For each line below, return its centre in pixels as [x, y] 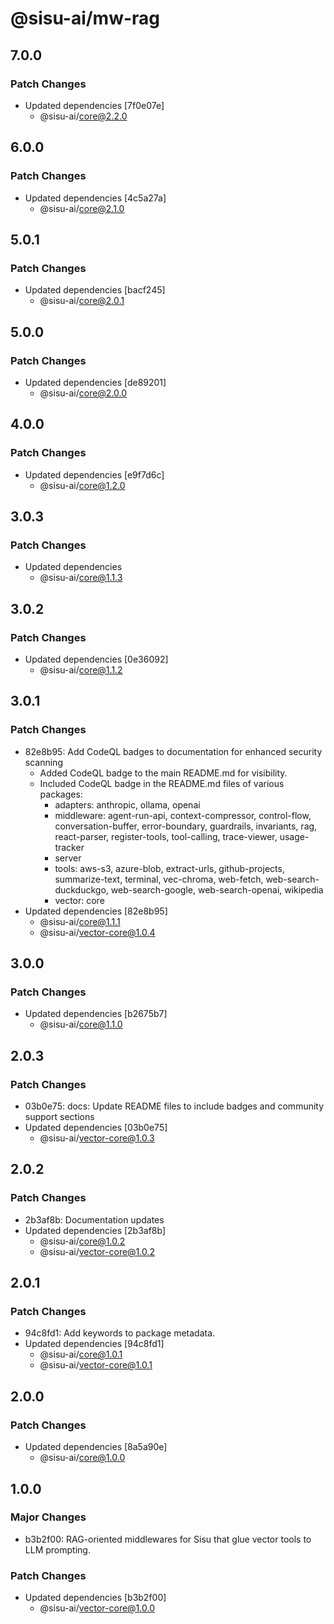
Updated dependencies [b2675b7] [96, 1014]
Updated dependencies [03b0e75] [96, 1128]
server [68, 858]
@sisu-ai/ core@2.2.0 [83, 116]
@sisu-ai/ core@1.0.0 [82, 1458]
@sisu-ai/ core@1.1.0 [81, 1024]
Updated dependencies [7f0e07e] [94, 105]
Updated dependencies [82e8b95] [96, 911]
